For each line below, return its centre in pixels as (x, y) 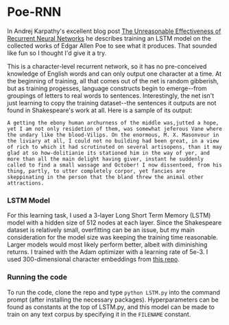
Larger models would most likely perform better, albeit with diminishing (107, 244)
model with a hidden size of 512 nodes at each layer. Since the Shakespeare (114, 223)
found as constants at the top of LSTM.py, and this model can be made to (111, 306)
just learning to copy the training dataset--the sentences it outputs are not (112, 103)
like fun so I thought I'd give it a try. (57, 53)
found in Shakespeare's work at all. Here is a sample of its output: (100, 110)
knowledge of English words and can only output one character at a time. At (114, 74)
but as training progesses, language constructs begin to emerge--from (107, 88)
